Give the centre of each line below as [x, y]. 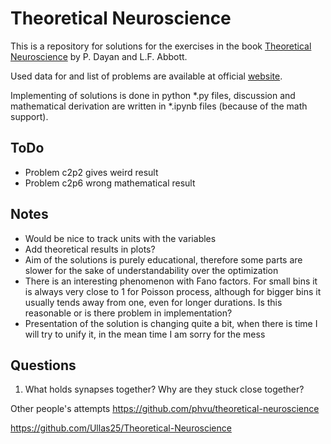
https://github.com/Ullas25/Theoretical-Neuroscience [121, 428]
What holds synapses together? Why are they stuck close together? [164, 389]
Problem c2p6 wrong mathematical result [110, 183]
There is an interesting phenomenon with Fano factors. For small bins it [171, 281]
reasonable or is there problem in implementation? [128, 313]
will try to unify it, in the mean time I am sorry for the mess [145, 334]
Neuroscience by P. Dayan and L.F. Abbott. [99, 56]
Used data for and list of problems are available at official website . [146, 76]
